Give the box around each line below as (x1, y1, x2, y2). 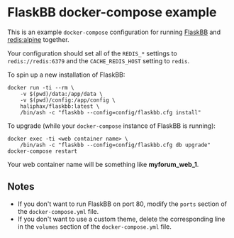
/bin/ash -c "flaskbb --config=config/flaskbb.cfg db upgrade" (20, 141, 211, 148)
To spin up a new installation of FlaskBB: (7, 70, 126, 79)
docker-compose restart (7, 147, 78, 155)
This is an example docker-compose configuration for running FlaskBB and (7, 28, 221, 36)
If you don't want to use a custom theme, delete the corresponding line (17, 215, 225, 223)
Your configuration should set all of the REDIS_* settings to (7, 49, 177, 58)
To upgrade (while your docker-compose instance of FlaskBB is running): (7, 121, 216, 130)
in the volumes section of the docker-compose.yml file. (17, 222, 172, 231)
